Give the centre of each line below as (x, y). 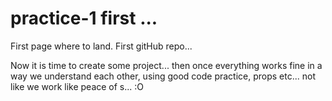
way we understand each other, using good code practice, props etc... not (163, 76)
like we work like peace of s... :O (77, 86)
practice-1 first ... (84, 18)
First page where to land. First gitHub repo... (101, 46)
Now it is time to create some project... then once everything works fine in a (166, 65)
